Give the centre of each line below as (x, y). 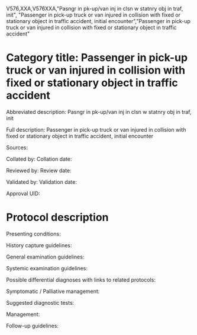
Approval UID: (23, 193)
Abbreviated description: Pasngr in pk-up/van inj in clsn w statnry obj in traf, (99, 111)
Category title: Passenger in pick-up (97, 58)
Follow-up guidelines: (33, 326)
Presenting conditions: (33, 234)
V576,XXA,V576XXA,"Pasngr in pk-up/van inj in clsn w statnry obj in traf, (95, 9)
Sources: (17, 147)
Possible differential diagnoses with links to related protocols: (81, 280)
